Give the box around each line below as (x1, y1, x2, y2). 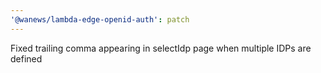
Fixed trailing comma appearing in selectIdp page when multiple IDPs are (10, 42, 312, 54)
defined (10, 52, 43, 65)
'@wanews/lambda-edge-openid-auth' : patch (10, 14, 190, 25)
